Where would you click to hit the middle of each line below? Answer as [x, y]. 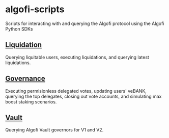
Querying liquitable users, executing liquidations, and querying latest [77, 57]
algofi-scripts [35, 9]
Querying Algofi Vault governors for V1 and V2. [54, 130]
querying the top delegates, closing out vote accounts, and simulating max [83, 96]
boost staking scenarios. [31, 102]
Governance [25, 79]
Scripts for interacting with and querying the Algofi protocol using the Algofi [85, 23]
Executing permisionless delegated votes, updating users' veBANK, [76, 91]
